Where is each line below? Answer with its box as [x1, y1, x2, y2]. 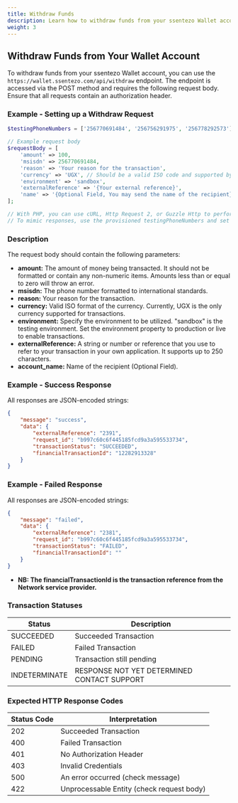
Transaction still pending [74, 654, 157, 664]
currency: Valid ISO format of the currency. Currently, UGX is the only [17, 302, 222, 310]
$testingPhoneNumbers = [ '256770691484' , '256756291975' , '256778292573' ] [7, 125, 233, 132]
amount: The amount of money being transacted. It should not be [17, 264, 210, 272]
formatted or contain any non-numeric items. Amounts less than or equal [17, 272, 230, 280]
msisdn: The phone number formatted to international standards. [17, 287, 208, 295]
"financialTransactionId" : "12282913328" [33, 450, 157, 457]
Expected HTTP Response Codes [7, 696, 124, 706]
